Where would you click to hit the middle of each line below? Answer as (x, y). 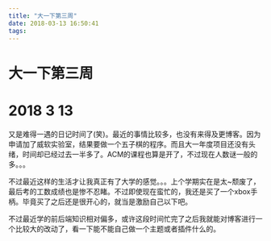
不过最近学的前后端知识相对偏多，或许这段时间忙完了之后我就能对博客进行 (132, 218)
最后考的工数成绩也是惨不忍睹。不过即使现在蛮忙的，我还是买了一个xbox (129, 191)
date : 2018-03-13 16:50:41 (54, 23)
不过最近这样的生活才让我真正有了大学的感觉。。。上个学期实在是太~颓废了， (134, 181)
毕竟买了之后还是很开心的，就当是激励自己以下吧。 (107, 202)
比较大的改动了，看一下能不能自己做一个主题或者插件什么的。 (117, 229)
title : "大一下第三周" (43, 16)
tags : (17, 31)
